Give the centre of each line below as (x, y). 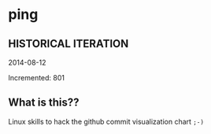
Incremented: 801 (37, 78)
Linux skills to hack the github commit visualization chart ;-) (106, 121)
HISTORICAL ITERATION (68, 44)
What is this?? (44, 103)
